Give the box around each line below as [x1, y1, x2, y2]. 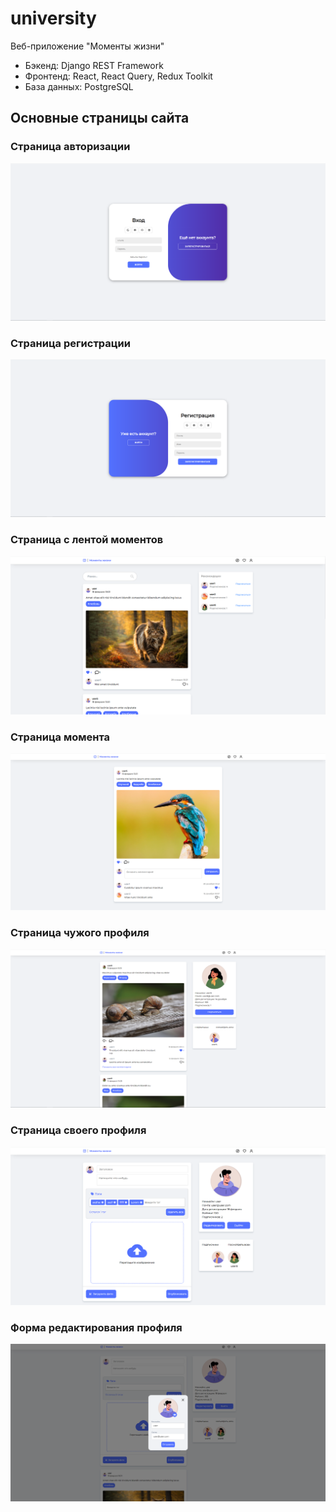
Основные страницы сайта [10, 110, 190, 127]
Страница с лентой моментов [10, 533, 164, 547]
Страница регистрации [10, 337, 131, 351]
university [10, 7, 97, 30]
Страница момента [10, 730, 111, 744]
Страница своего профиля [10, 1123, 147, 1137]
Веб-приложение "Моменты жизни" [10, 40, 165, 52]
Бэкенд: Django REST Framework [24, 59, 164, 71]
